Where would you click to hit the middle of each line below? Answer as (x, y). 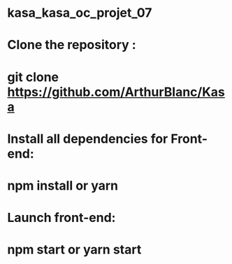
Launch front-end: (61, 218)
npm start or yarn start (74, 250)
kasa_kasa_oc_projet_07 (80, 13)
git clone (33, 77)
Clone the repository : (72, 45)
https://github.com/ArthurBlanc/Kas (116, 92)
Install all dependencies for (88, 139)
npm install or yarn (63, 185)
